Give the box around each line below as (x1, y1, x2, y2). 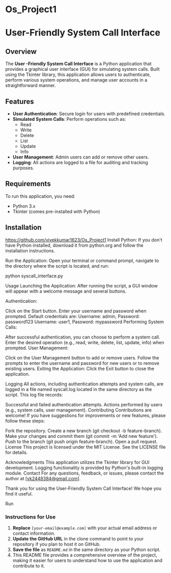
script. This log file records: (5, 392, 63, 398)
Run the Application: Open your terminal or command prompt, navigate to (5, 257, 159, 264)
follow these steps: (5, 418, 45, 424)
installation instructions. (5, 247, 55, 253)
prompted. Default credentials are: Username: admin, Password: (5, 313, 140, 319)
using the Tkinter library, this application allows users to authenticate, (5, 71, 151, 77)
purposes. (12, 165, 35, 171)
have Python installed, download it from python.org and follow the (5, 242, 144, 248)
